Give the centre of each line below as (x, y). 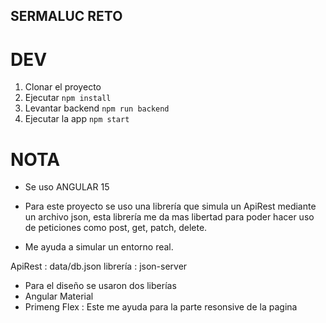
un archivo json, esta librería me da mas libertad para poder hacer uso (169, 217)
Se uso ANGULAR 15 (67, 187)
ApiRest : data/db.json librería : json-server (99, 266)
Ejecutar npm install (68, 98)
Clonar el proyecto (63, 87)
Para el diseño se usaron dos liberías (100, 286)
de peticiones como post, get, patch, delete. (116, 228)
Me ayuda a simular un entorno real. (99, 247)
